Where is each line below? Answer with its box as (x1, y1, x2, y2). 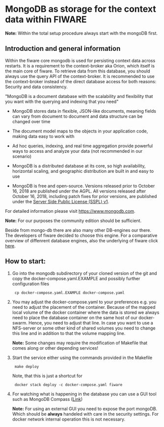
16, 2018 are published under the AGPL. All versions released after (12, 188, 146, 194)
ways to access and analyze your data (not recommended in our (12, 148, 143, 154)
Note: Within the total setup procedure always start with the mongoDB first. (5, 30, 158, 36)
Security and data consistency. (5, 84, 68, 90)
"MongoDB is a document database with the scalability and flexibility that (5, 93, 153, 99)
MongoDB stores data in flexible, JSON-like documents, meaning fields (12, 108, 156, 114)
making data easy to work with (12, 133, 75, 139)
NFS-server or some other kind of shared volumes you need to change (12, 325, 156, 331)
